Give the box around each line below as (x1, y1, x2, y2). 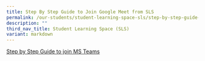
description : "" (6, 20, 48, 26)
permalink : (6, 14, 34, 21)
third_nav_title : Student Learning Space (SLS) (6, 25, 130, 32)
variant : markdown (6, 31, 53, 37)
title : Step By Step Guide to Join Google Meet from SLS (6, 8, 154, 15)
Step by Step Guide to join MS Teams (6, 48, 100, 55)
